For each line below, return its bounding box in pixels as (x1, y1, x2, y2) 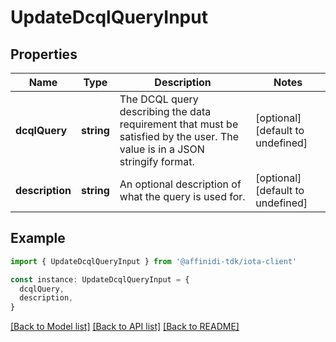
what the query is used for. (119, 190, 246, 203)
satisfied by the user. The (119, 130, 240, 143)
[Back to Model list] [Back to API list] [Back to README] (10, 321, 240, 333)
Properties (10, 46, 78, 63)
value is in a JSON (119, 142, 205, 156)
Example (10, 230, 66, 247)
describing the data (119, 105, 212, 118)
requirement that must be (119, 117, 239, 131)
